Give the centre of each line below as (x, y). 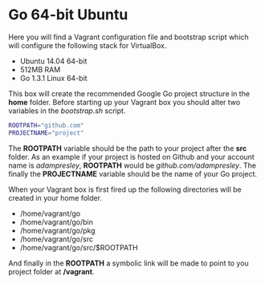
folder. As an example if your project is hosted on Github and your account (131, 156)
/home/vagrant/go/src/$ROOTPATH (79, 247)
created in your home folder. (55, 197)
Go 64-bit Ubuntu (68, 15)
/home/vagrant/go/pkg (57, 230)
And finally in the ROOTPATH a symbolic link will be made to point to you (128, 263)
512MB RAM (40, 69)
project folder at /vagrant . (51, 271)
